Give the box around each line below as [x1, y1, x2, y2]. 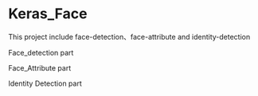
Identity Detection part [8, 79, 82, 88]
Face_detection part [8, 48, 74, 57]
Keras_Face [8, 5, 88, 23]
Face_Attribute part [8, 63, 72, 72]
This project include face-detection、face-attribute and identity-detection [8, 32, 251, 41]
